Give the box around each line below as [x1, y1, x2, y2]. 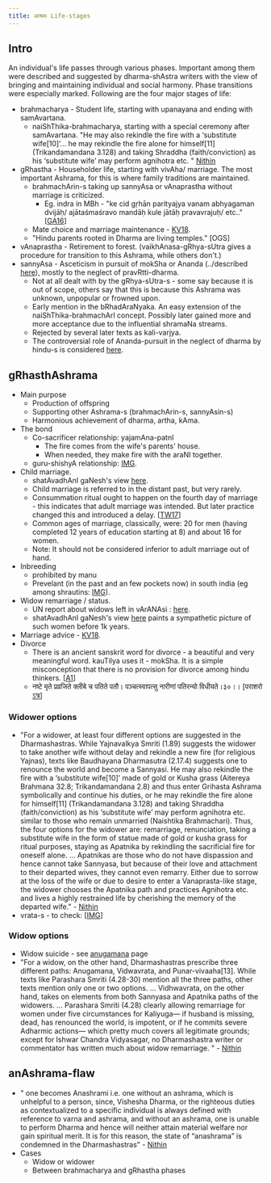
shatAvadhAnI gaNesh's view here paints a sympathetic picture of [31, 613, 252, 623]
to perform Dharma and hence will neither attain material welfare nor [19, 1122, 248, 1132]
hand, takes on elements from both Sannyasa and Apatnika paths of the [19, 991, 259, 1001]
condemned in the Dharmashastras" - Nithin [19, 1139, 168, 1149]
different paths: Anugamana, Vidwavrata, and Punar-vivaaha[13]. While [19, 966, 256, 975]
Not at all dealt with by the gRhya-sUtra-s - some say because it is [31, 276, 254, 286]
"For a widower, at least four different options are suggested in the [19, 730, 241, 739]
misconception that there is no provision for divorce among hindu [31, 664, 250, 675]
